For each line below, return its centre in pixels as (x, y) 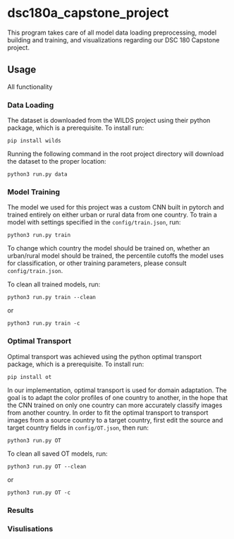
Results (20, 510)
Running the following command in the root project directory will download (116, 154)
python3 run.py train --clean (52, 298)
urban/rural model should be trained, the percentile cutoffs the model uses (116, 256)
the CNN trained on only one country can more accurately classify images (115, 405)
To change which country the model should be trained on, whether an (109, 248)
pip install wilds (34, 141)
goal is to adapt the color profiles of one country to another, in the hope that (117, 397)
